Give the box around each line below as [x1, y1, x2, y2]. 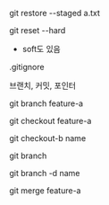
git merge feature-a [9, 185, 81, 196]
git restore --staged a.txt [9, 8, 101, 18]
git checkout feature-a [9, 116, 92, 126]
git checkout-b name [9, 133, 87, 143]
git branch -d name [9, 168, 80, 178]
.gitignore [9, 62, 45, 72]
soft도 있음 [21, 44, 61, 54]
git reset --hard [9, 25, 66, 35]
